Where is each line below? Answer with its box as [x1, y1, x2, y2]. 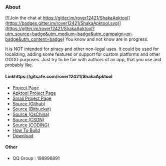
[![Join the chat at [5, 15, 42, 21]
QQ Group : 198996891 [12, 155, 60, 161]
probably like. [5, 62, 33, 68]
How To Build [12, 127, 40, 133]
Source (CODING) [12, 122, 49, 128]
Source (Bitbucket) [12, 106, 51, 112]
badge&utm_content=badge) [5, 36, 64, 42]
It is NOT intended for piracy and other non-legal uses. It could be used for [5, 46, 159, 52]
